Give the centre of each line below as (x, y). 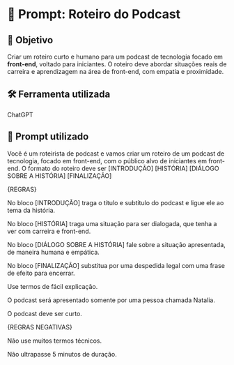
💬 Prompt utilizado (48, 136)
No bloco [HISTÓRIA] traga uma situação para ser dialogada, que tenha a (112, 223)
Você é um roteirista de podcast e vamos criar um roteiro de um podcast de (116, 154)
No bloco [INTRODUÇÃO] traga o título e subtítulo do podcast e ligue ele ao (116, 202)
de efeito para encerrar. (41, 273)
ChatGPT (20, 114)
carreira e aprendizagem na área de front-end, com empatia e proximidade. (116, 72)
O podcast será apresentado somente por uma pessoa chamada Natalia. (111, 300)
